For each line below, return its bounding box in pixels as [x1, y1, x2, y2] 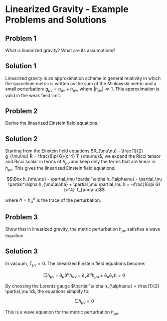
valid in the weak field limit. [5, 92, 62, 98]
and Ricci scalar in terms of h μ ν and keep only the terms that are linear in [5, 159, 155, 166]
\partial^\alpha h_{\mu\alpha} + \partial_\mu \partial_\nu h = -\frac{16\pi [8, 181, 154, 187]
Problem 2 [5, 107, 38, 115]
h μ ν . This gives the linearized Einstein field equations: [5, 165, 116, 172]
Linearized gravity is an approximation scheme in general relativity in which [5, 75, 161, 81]
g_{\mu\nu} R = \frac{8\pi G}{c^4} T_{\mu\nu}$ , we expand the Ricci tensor [5, 153, 161, 159]
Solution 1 [5, 62, 37, 71]
